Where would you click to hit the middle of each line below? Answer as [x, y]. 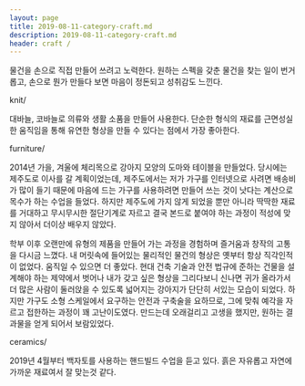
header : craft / [40, 43]
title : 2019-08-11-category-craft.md [81, 26]
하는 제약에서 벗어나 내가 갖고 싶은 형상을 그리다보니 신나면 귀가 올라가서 [162, 278]
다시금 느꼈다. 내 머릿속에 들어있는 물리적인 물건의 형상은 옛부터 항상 [140, 256]
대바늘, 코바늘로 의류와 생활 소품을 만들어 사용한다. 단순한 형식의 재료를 [136, 119]
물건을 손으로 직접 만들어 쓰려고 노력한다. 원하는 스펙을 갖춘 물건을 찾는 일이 [144, 70]
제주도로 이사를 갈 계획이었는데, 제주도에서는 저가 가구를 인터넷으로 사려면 [141, 179]
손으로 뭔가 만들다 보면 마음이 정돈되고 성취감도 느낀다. [126, 82]
